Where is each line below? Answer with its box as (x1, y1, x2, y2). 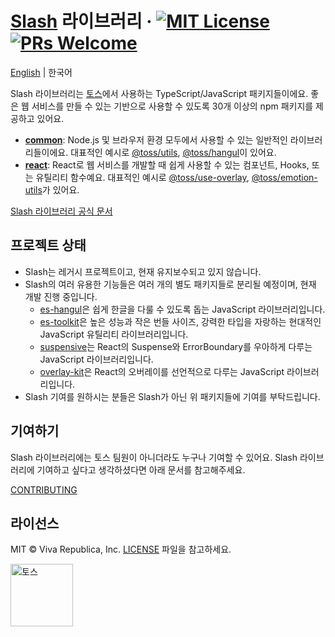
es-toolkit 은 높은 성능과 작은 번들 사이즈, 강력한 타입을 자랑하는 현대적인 (39, 315, 322, 327)
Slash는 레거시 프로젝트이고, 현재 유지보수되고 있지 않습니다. (24, 265, 262, 277)
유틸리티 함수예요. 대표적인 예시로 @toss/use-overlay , (35, 171, 250, 183)
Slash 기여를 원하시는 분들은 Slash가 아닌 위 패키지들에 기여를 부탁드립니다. (24, 390, 321, 402)
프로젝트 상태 (10, 237, 87, 254)
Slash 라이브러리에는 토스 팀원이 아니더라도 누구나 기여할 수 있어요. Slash (10, 451, 298, 463)
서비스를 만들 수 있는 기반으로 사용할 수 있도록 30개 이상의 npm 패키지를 (31, 100, 314, 112)
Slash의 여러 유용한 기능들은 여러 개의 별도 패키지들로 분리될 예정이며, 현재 (24, 278, 317, 290)
